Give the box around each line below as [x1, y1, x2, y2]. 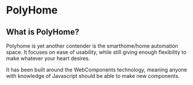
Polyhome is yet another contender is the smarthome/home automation [6, 42, 179, 49]
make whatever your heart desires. [6, 55, 90, 62]
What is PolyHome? [6, 27, 80, 37]
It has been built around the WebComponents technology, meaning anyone [6, 66, 188, 73]
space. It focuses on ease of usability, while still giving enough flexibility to [6, 49, 187, 56]
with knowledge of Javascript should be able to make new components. [6, 73, 180, 79]
